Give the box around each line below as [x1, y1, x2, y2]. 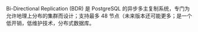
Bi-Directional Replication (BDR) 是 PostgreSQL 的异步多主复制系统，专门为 [6, 5, 190, 12]
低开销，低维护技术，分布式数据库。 [6, 20, 95, 26]
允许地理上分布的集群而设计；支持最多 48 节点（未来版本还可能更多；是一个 [6, 12, 193, 19]
